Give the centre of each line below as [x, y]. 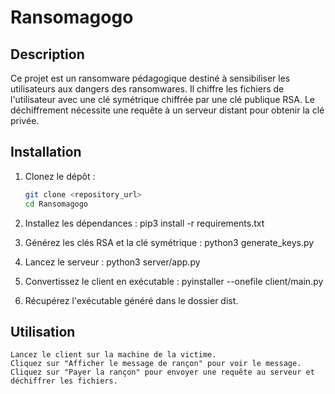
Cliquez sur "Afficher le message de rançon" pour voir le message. [156, 364]
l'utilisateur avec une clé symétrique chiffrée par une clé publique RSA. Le [163, 99]
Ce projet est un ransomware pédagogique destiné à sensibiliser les [150, 78]
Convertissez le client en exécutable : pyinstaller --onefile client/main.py [174, 281]
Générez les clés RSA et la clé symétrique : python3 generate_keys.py [169, 242]
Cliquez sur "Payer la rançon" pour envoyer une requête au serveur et [162, 372]
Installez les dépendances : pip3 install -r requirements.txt [144, 223]
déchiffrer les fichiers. [64, 381]
